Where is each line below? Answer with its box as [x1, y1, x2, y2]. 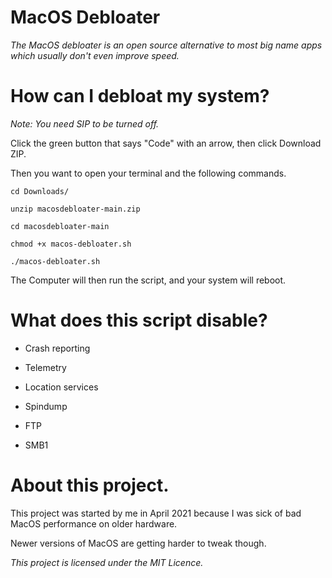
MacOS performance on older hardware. [10, 517, 178, 530]
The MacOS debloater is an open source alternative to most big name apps [10, 39, 323, 51]
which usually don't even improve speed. [10, 49, 180, 61]
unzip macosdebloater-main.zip [10, 204, 141, 214]
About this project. [10, 474, 170, 496]
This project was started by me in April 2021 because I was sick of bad [10, 507, 302, 519]
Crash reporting [24, 342, 91, 354]
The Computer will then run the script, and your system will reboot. [10, 274, 287, 286]
